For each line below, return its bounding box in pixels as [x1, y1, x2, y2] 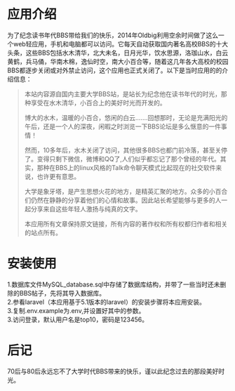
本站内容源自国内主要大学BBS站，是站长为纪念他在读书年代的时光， [24, 89, 222, 98]
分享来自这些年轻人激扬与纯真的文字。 [30, 204, 142, 213]
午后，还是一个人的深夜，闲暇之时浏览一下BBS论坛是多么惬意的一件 [24, 122, 222, 131]
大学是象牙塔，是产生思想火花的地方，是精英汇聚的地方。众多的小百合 [24, 187, 228, 195]
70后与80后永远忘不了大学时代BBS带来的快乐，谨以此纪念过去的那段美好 [7, 366, 219, 376]
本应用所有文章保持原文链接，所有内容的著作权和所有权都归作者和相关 [24, 219, 228, 228]
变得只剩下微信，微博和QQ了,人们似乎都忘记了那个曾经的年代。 [36, 154, 221, 163]
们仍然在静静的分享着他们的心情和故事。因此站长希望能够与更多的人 [24, 196, 222, 204]
